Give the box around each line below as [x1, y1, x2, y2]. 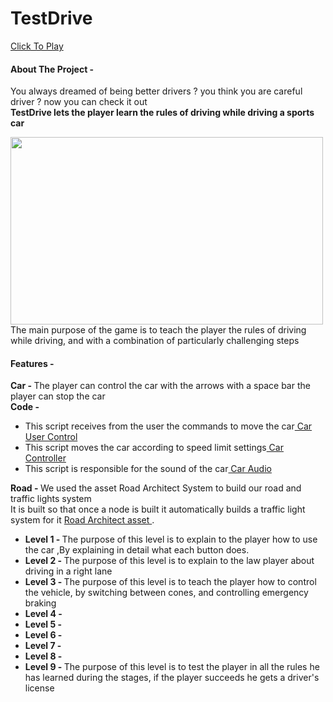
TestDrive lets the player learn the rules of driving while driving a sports [10, 107, 315, 119]
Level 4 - [24, 608, 63, 620]
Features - [10, 357, 55, 369]
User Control [24, 431, 78, 443]
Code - [10, 401, 40, 413]
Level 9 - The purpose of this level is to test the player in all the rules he [24, 661, 320, 673]
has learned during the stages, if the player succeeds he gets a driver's [24, 672, 320, 684]
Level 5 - [24, 618, 62, 631]
